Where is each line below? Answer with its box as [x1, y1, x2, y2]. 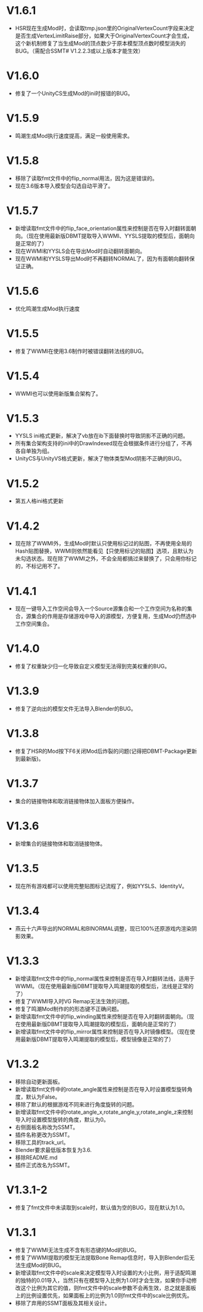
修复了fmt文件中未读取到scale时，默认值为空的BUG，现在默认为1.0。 [15, 1203, 188, 1211]
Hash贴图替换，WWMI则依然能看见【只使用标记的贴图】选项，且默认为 [15, 547, 194, 555]
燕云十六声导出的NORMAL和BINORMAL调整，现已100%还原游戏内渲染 [15, 924, 192, 932]
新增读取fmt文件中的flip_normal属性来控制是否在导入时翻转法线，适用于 [15, 975, 195, 982]
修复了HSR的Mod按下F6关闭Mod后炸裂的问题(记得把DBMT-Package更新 [15, 747, 197, 755]
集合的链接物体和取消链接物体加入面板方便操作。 [15, 798, 138, 804]
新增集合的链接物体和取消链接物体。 [15, 839, 106, 847]
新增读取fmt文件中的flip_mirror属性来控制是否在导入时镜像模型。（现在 [15, 1028, 190, 1035]
